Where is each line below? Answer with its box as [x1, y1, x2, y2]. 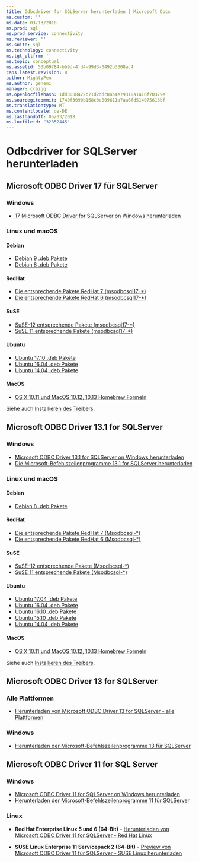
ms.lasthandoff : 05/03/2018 [6, 113, 76, 119]
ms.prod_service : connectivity [6, 31, 84, 37]
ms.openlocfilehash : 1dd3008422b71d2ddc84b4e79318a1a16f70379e [6, 91, 166, 97]
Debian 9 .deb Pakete [14, 255, 68, 262]
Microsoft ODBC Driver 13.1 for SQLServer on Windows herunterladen [14, 454, 185, 461]
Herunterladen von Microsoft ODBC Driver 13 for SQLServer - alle [14, 708, 175, 715]
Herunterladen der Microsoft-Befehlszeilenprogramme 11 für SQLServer [14, 797, 190, 804]
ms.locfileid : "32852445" [6, 119, 70, 125]
